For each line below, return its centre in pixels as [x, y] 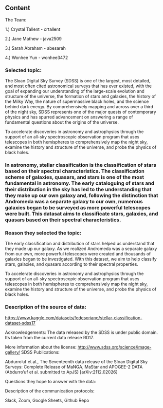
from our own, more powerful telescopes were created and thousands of [78, 254]
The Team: [16, 19]
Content [18, 8]
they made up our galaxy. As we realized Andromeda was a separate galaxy [81, 249]
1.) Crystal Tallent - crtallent [33, 29]
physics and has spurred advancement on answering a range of [69, 117]
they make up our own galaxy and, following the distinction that [82, 195]
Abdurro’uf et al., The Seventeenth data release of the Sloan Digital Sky [76, 361]
